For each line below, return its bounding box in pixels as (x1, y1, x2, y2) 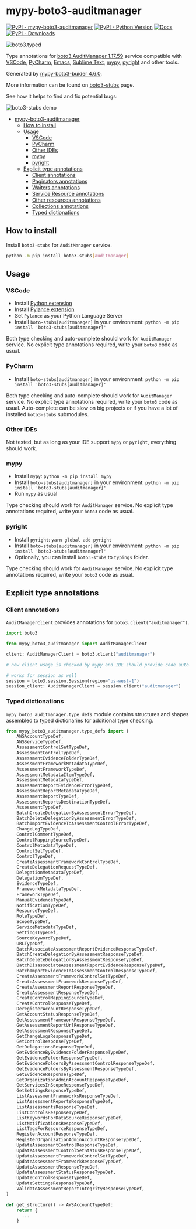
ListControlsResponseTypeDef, (16, 1109, 90, 1115)
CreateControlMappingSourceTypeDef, (16, 995, 106, 1001)
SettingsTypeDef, (16, 930, 59, 935)
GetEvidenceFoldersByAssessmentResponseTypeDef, (16, 1065, 137, 1072)
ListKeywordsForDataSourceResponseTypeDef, (16, 1115, 124, 1121)
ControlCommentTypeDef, (16, 832, 75, 838)
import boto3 (6, 630, 38, 636)
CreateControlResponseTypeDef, (16, 1000, 93, 1006)
